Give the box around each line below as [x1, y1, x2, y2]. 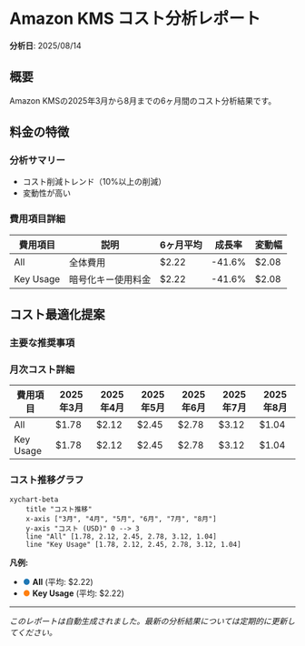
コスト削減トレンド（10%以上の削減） [22, 177, 167, 187]
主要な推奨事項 [9, 337, 75, 349]
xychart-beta [9, 495, 59, 504]
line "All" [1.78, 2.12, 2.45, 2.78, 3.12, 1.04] [25, 531, 218, 541]
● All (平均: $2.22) [22, 576, 93, 587]
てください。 [9, 627, 57, 638]
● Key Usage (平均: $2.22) [22, 588, 125, 599]
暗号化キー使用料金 [68, 273, 152, 286]
